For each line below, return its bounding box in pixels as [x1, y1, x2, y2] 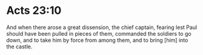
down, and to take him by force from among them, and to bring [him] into [6, 36, 188, 44]
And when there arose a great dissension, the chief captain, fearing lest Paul [6, 24, 198, 31]
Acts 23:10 [6, 4, 62, 18]
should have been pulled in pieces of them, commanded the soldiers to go [6, 30, 192, 37]
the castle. [6, 43, 33, 50]
